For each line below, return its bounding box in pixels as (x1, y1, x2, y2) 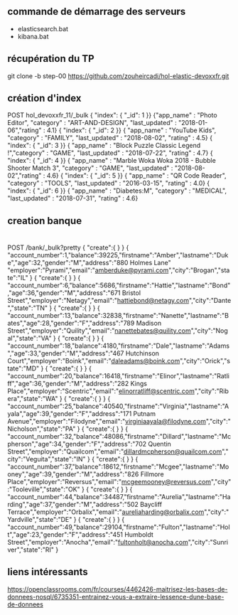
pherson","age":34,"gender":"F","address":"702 (7, 440, 147, 449)
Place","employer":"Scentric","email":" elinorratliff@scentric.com (7, 387, 195, 395)
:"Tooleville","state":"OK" (7, 485, 80, 493)
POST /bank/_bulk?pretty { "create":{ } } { (7, 243, 129, 252)
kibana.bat (17, 32, 49, 41)
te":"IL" (7, 274, 28, 282)
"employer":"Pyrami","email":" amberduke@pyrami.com (7, 266, 169, 274)
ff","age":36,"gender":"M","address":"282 (7, 380, 129, 388)
